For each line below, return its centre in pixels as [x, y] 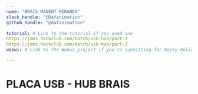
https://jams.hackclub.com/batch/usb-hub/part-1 [67, 39]
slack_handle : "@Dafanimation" [44, 17]
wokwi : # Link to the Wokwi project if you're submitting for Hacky [92, 50]
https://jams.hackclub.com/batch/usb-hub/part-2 [67, 44]
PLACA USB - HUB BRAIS [68, 84]
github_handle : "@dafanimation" [46, 22]
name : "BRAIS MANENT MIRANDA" [43, 12]
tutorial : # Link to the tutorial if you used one [70, 33]
